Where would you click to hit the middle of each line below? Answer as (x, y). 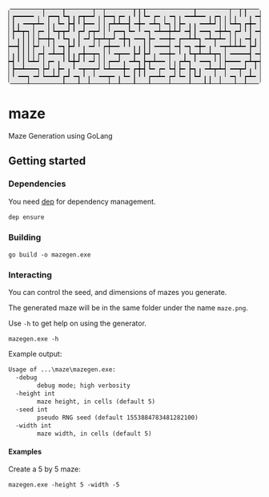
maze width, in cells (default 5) (94, 434)
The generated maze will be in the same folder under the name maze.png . (128, 308)
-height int (36, 394)
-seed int (32, 410)
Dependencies (37, 184)
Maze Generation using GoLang (61, 135)
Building (25, 237)
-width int (34, 426)
